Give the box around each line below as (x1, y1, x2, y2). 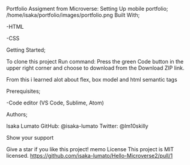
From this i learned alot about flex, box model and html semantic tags (6, 76, 177, 83)
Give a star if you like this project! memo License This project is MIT (6, 146, 174, 152)
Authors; (6, 111, 28, 118)
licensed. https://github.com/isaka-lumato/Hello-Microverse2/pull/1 (6, 152, 173, 159)
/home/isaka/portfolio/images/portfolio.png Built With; (6, 11, 140, 19)
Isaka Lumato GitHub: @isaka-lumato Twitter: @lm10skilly (6, 122, 149, 130)
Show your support (6, 134, 54, 141)
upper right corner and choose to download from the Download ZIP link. (6, 64, 185, 71)
